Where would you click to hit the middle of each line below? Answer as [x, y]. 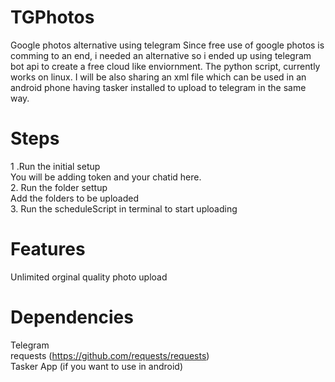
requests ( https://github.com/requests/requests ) [110, 355]
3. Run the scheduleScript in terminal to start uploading [124, 208]
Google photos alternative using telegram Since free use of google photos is [167, 45]
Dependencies [72, 317]
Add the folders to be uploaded [74, 198]
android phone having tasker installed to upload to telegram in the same [158, 87]
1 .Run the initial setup [55, 166]
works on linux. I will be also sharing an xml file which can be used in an [158, 77]
